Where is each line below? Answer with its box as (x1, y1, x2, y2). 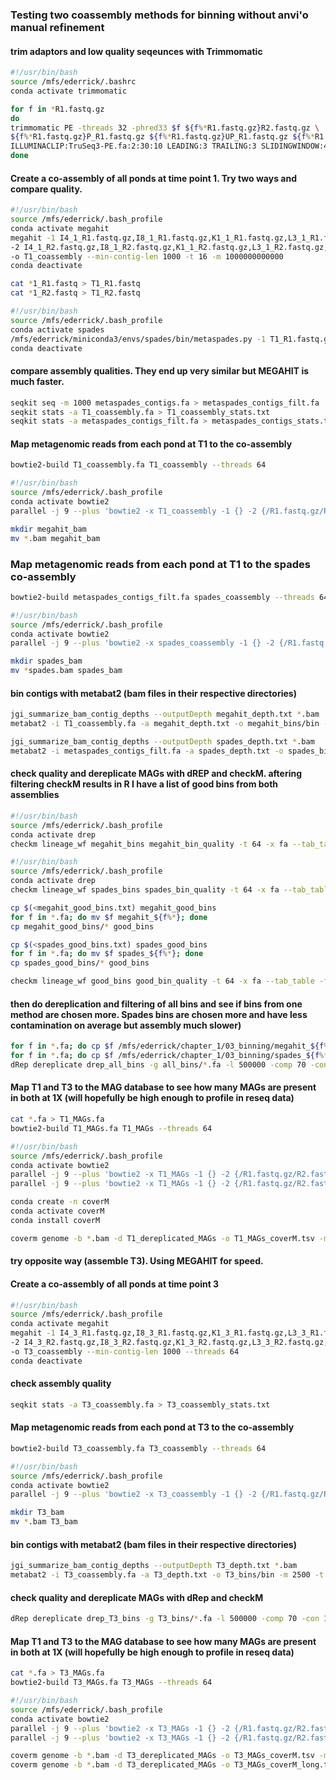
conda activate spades (10, 324, 105, 335)
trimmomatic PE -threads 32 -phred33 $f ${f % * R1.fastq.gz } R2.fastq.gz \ (10, 123, 320, 133)
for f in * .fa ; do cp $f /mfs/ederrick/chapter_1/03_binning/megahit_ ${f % (10, 1041, 329, 1052)
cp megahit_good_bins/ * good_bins (10, 921, 155, 932)
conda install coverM (10, 1215, 101, 1225)
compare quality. (10, 183, 83, 195)
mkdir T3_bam (10, 1508, 65, 1518)
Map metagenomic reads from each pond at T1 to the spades (10, 557, 311, 571)
